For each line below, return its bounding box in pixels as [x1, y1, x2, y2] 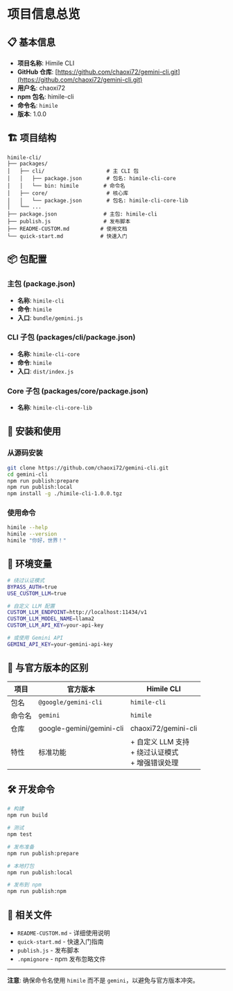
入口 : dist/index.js [17, 366, 74, 376]
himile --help [7, 524, 49, 531]
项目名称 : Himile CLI [17, 59, 75, 67]
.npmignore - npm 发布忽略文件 [17, 954, 106, 963]
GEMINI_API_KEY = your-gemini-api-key [7, 640, 113, 647]
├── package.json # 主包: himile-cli [7, 210, 157, 218]
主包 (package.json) [7, 279, 76, 289]
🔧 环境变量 [7, 558, 52, 570]
